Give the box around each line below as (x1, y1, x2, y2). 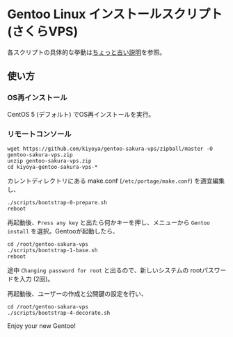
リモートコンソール (7, 129, 72, 139)
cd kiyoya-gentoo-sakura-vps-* (7, 163, 98, 170)
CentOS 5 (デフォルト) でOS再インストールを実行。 (7, 110, 155, 118)
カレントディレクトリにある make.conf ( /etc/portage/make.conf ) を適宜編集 (7, 176, 225, 185)
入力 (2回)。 (19, 274, 54, 283)
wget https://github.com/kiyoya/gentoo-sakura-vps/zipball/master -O (7, 145, 214, 152)
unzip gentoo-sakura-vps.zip (7, 157, 92, 164)
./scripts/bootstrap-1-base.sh (7, 247, 98, 254)
